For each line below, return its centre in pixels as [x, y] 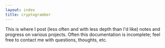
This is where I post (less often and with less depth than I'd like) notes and [83, 29]
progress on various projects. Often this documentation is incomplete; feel [83, 34]
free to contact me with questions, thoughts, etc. [56, 40]
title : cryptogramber [28, 15]
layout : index [20, 10]
